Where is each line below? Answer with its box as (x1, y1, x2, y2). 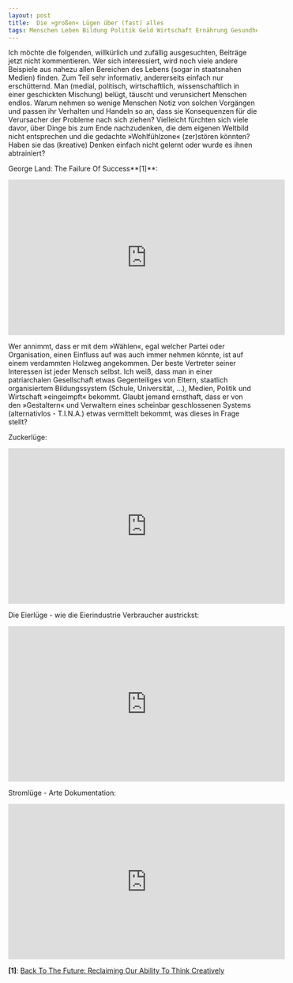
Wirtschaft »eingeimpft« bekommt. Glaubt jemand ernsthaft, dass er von (8, 392, 243, 401)
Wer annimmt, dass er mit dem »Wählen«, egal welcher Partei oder (8, 341, 225, 352)
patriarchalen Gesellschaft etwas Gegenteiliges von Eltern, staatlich (8, 375, 228, 385)
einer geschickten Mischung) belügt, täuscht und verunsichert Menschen (8, 90, 247, 100)
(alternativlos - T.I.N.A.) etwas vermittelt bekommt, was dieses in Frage (8, 409, 240, 419)
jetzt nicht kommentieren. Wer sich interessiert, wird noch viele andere (8, 56, 239, 66)
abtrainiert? (8, 149, 46, 158)
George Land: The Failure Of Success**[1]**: (8, 164, 158, 174)
